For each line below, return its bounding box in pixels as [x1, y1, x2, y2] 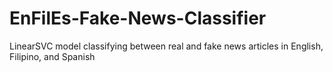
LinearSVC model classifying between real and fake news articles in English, [9, 40, 324, 52]
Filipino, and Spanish [9, 50, 96, 62]
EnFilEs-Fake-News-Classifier [9, 7, 267, 30]
